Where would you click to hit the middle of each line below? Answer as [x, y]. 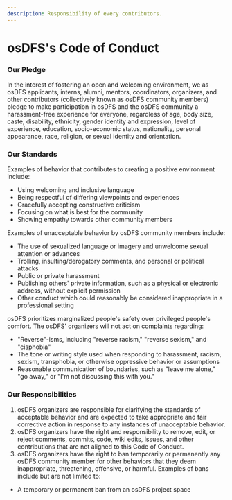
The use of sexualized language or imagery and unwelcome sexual [113, 246]
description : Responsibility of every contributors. [85, 14]
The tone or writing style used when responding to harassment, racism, [119, 354]
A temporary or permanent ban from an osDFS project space [104, 489]
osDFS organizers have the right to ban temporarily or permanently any [119, 454]
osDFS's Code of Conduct [83, 48]
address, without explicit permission [69, 291]
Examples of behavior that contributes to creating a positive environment [111, 169]
